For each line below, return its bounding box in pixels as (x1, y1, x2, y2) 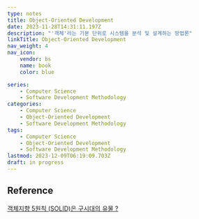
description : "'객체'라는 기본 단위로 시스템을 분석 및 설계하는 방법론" (7, 29, 193, 37)
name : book (20, 62, 52, 69)
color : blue (20, 68, 54, 75)
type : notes (7, 10, 42, 17)
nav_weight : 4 (7, 43, 49, 50)
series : (7, 81, 30, 88)
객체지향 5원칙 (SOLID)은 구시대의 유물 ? (7, 204, 119, 213)
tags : (7, 126, 23, 133)
